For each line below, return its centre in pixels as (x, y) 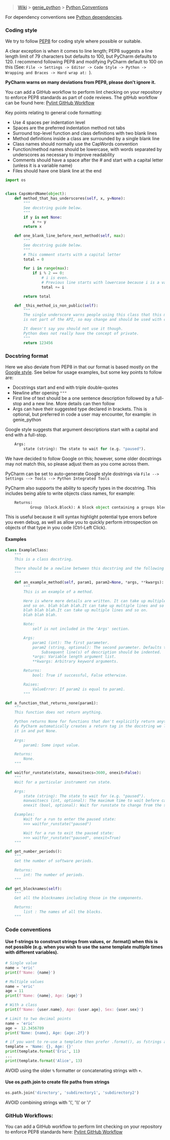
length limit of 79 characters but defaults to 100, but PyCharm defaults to (81, 56)
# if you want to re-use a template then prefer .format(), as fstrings (83, 1042)
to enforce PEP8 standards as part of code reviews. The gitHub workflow (81, 98)
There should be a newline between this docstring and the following (89, 569)
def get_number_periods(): (34, 852)
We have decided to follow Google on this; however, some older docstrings (83, 458)
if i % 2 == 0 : (48, 273)
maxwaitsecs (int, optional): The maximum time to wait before (91, 801)
